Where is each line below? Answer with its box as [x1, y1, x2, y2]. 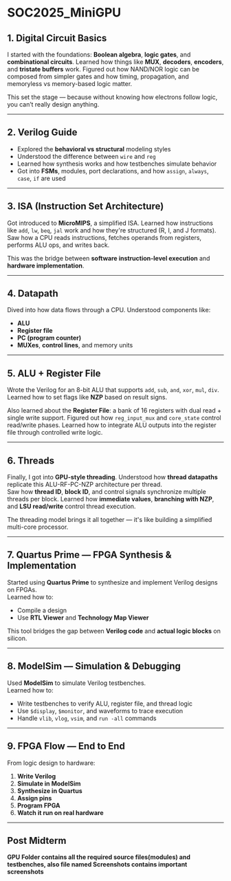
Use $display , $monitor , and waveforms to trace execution [16, 706, 184, 715]
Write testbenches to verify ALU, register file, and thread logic [16, 699, 193, 708]
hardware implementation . [7, 261, 85, 270]
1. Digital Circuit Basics [7, 32, 107, 44]
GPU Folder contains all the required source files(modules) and [7, 853, 191, 861]
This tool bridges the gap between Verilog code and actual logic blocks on [7, 627, 221, 635]
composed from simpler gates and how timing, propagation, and [7, 72, 189, 80]
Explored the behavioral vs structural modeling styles [16, 144, 171, 153]
